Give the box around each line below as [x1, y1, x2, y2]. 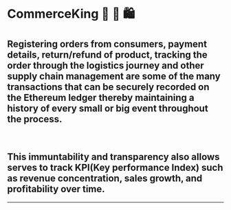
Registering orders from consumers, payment [7, 38, 208, 49]
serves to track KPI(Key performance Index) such [7, 162, 223, 174]
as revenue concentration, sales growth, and [7, 173, 203, 185]
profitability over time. [7, 183, 105, 195]
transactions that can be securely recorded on [7, 81, 210, 93]
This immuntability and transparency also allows [7, 151, 220, 163]
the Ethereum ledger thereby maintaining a [7, 91, 195, 104]
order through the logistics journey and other [7, 60, 204, 71]
